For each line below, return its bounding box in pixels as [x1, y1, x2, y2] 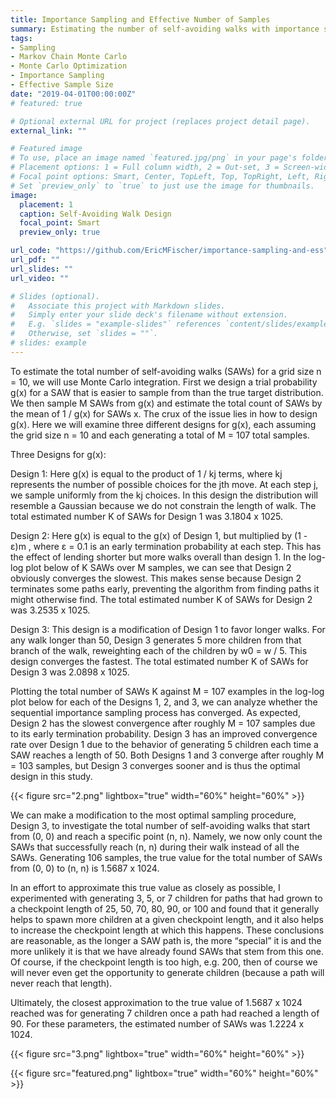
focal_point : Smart [19, 218, 101, 228]
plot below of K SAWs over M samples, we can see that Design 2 [25, 561, 292, 573]
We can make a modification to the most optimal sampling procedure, [10, 809, 297, 821]
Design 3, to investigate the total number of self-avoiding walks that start [10, 819, 311, 831]
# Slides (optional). [10, 291, 101, 301]
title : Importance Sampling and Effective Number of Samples [10, 14, 271, 25]
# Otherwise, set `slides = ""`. [10, 329, 159, 339]
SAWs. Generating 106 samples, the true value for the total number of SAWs [10, 851, 323, 863]
